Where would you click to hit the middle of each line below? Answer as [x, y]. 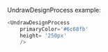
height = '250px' [44, 35]
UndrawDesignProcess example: [54, 10]
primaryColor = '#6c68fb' [54, 29]
